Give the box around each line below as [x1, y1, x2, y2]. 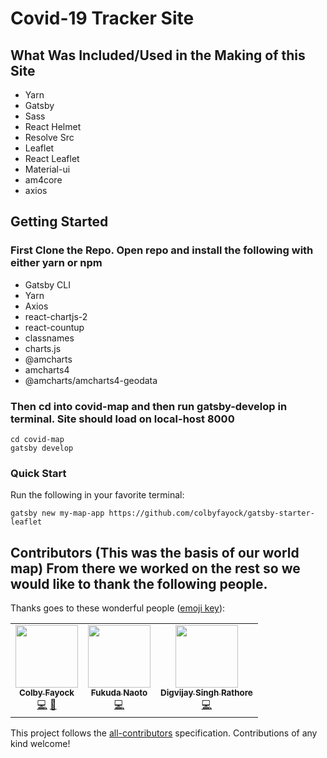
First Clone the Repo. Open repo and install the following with [10, 243, 314, 257]
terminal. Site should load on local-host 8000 [10, 412, 235, 426]
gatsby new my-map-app [10, 508, 105, 519]
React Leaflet [24, 153, 80, 164]
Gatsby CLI [24, 278, 71, 291]
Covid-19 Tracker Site [10, 7, 195, 30]
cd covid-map [10, 434, 65, 444]
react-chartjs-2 [24, 310, 88, 322]
